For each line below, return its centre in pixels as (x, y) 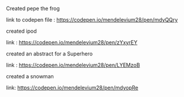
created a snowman (30, 76)
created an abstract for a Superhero (49, 54)
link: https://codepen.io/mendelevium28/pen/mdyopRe (72, 88)
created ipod (21, 31)
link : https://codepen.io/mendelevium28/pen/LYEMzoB (73, 65)
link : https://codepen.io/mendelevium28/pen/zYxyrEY (72, 42)
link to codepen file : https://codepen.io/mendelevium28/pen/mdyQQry (92, 20)
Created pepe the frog (33, 8)
